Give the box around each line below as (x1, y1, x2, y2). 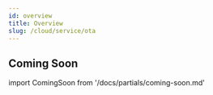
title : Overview (8, 19, 63, 27)
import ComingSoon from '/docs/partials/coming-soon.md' (8, 78, 205, 88)
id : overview (8, 11, 53, 20)
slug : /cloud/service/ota (8, 27, 96, 35)
